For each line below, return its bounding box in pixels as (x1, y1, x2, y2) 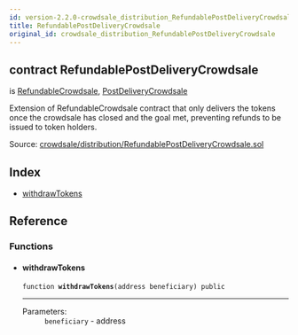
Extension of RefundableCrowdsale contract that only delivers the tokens (9, 103, 277, 113)
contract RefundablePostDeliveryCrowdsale (9, 62, 259, 77)
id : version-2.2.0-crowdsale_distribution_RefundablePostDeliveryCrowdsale (9, 12, 295, 22)
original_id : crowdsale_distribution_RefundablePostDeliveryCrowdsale (9, 29, 276, 38)
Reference (9, 214, 68, 229)
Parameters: (21, 306, 67, 316)
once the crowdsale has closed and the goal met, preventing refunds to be (9, 113, 282, 123)
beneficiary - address (43, 316, 126, 326)
